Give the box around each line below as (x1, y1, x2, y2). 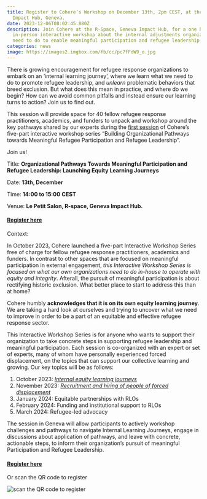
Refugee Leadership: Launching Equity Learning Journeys (7, 166, 159, 174)
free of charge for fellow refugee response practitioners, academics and (7, 248, 190, 255)
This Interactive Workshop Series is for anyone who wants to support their (7, 331, 195, 338)
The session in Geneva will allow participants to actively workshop (7, 420, 175, 427)
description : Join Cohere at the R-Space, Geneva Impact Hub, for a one (7, 26, 197, 33)
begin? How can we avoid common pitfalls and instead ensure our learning (7, 91, 196, 99)
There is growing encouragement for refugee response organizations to (7, 66, 189, 73)
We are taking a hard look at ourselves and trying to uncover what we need (7, 306, 197, 313)
